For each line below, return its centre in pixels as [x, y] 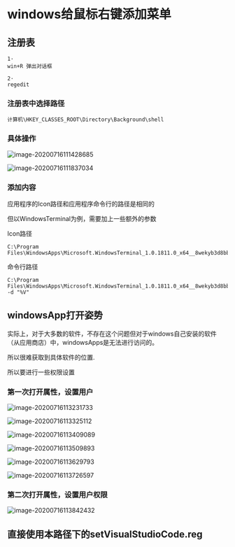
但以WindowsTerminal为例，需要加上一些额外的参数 [82, 218]
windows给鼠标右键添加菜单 [89, 14]
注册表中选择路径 [36, 104]
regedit [19, 85]
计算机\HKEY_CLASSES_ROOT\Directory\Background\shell [86, 120]
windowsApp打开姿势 [55, 315]
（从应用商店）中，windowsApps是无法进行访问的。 [83, 342]
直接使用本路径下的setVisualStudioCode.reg [105, 534]
